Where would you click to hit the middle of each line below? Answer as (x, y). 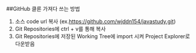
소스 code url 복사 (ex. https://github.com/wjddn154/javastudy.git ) (95, 21)
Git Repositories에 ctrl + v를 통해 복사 (60, 29)
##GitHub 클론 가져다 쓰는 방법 (43, 9)
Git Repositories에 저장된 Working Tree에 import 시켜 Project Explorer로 (103, 36)
